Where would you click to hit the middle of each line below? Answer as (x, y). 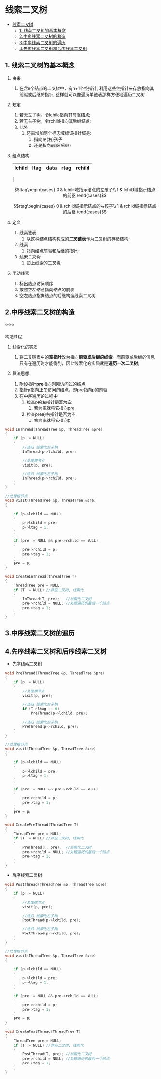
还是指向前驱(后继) (52, 145)
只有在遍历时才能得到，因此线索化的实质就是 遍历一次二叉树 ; (79, 363)
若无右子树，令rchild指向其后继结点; (55, 121)
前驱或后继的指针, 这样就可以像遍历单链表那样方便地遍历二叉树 (82, 94)
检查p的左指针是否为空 (49, 402)
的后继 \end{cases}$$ (85, 212)
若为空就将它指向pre (54, 408)
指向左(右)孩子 (48, 139)
